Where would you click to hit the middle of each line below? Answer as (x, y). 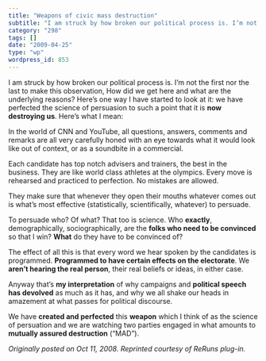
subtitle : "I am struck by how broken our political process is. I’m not (133, 23)
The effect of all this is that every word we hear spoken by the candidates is (132, 252)
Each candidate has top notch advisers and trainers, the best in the (118, 163)
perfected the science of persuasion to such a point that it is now (115, 107)
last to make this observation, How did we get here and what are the (120, 90)
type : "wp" (26, 52)
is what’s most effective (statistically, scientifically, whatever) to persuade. (130, 204)
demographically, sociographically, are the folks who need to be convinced (132, 228)
